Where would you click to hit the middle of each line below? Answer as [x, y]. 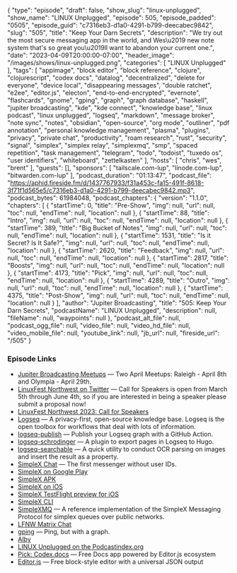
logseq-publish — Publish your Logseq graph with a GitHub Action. [115, 435]
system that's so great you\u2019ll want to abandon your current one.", [111, 48]
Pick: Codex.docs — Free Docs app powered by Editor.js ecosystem [116, 555]
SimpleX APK [37, 479]
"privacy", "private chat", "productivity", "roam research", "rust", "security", [117, 138]
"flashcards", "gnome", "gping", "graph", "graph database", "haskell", [108, 100]
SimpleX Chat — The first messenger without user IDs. [97, 464]
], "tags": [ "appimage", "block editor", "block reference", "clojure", [104, 70]
